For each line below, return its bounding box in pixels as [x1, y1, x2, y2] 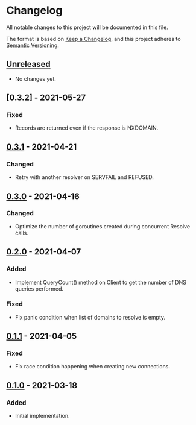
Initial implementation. [14, 412, 71, 420]
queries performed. [14, 285, 64, 292]
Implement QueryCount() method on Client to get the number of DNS [14, 279, 187, 286]
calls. [14, 229, 28, 236]
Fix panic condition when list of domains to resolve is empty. [14, 313, 166, 321]
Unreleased [6, 59, 51, 69]
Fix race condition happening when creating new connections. [14, 363, 171, 370]
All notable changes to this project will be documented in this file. [6, 24, 169, 31]
